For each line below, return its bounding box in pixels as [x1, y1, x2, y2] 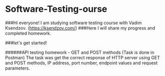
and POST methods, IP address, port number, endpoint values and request [5, 60, 158, 66]
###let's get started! [5, 39, 47, 45]
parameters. [5, 65, 30, 71]
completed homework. [5, 30, 51, 36]
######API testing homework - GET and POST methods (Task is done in [5, 49, 155, 55]
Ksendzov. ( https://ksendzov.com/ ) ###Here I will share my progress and [5, 25, 156, 31]
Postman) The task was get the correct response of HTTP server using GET [5, 54, 161, 60]
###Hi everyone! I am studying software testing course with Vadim [5, 20, 142, 26]
